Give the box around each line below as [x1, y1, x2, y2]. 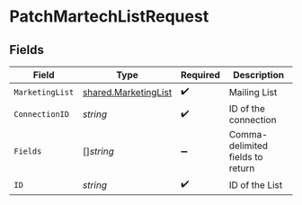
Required [180, 69, 220, 81]
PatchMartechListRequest [9, 6, 209, 27]
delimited [228, 139, 268, 152]
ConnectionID [13, 110, 70, 119]
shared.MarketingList [82, 85, 173, 98]
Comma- [228, 129, 268, 140]
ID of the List [228, 178, 283, 191]
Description [233, 69, 285, 81]
